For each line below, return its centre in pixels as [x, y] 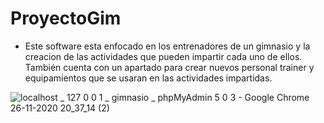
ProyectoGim [66, 18]
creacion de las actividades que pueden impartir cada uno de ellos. [163, 56]
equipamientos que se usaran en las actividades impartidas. [148, 78]
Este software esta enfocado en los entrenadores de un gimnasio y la [167, 46]
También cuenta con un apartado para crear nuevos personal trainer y [169, 67]
